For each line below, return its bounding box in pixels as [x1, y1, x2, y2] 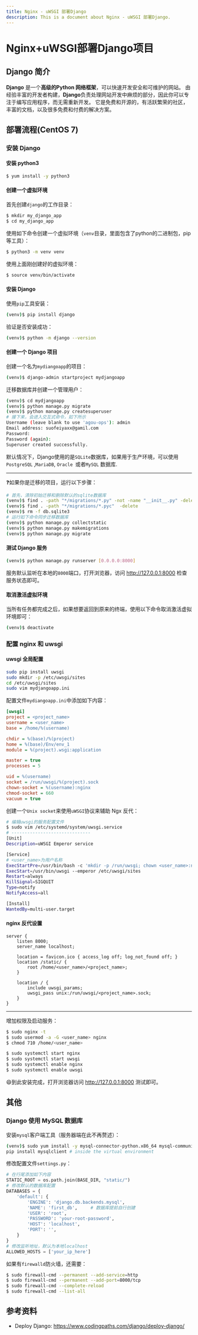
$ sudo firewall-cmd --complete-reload [6, 1283, 104, 1289]
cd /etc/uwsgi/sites [6, 680, 57, 686]
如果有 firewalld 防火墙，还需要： [6, 1260, 87, 1267]
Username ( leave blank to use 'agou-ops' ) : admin [6, 420, 131, 426]
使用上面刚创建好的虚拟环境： [6, 260, 78, 267]
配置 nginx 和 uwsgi [6, 640, 63, 648]
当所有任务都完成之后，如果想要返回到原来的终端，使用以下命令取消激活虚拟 [6, 605, 192, 613]
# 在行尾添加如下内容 [6, 1172, 51, 1178]
